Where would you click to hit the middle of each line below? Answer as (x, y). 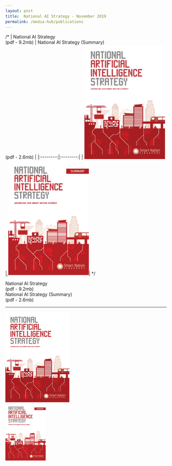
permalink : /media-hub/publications (44, 22)
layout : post (19, 11)
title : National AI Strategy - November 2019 (56, 16)
